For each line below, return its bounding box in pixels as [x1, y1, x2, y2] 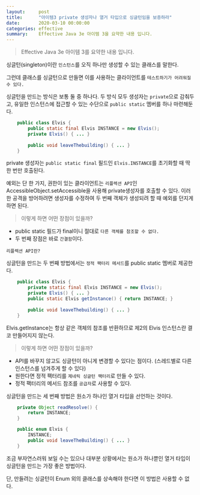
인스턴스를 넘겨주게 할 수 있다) [14, 364, 86, 372]
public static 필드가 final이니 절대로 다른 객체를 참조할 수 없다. [14, 227, 159, 235]
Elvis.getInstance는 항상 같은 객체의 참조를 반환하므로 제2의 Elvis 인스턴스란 [6, 324, 187, 331]
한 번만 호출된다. [6, 167, 45, 174]
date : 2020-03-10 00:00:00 [6, 20, 90, 26]
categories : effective [6, 25, 63, 32]
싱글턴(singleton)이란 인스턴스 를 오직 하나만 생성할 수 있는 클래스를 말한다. [6, 61, 179, 68]
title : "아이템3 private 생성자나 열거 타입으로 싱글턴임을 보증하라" [6, 14, 172, 20]
